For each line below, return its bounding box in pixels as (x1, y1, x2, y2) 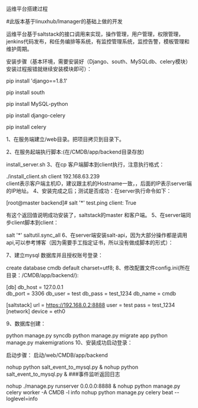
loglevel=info (6, 395, 38, 402)
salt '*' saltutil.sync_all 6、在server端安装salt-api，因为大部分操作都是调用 (6, 231, 188, 238)
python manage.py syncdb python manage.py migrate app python (6, 332, 168, 339)
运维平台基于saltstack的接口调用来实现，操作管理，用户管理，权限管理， (6, 30, 184, 37)
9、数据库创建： (6, 320, 46, 327)
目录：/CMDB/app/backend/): (6, 272, 79, 278)
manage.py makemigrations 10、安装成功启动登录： (6, 339, 133, 346)
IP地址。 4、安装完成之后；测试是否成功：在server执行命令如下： (11, 187, 172, 194)
